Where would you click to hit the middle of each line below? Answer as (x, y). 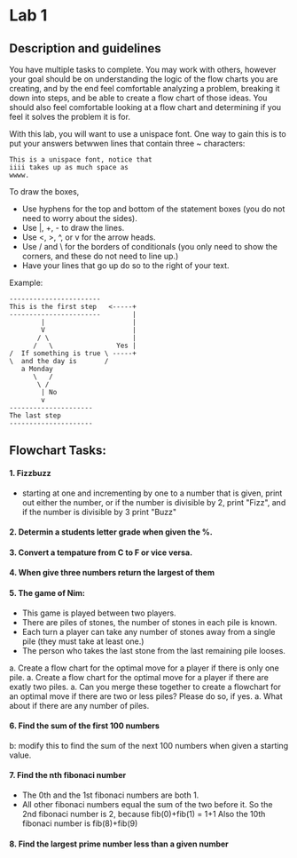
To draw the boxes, (44, 191)
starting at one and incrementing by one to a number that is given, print (152, 493)
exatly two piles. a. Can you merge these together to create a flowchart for (145, 687)
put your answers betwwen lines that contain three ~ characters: (127, 143)
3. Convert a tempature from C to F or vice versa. (101, 552)
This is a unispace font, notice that (81, 160)
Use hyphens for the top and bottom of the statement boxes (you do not (153, 209)
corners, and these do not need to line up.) (100, 256)
